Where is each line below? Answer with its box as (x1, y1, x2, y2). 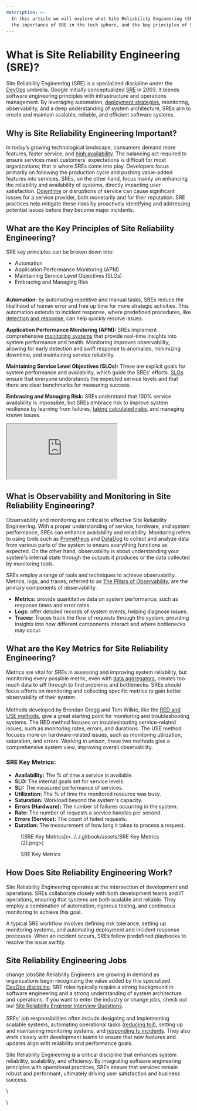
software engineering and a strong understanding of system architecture (6, 990, 182, 997)
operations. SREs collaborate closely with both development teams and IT (6, 889, 185, 897)
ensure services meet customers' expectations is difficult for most (6, 157, 166, 164)
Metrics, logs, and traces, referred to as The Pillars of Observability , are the (6, 577, 188, 585)
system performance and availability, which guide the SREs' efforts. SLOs (6, 368, 184, 376)
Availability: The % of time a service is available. (14, 771, 134, 779)
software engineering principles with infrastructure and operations (6, 92, 167, 99)
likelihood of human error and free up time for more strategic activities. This (6, 302, 189, 309)
